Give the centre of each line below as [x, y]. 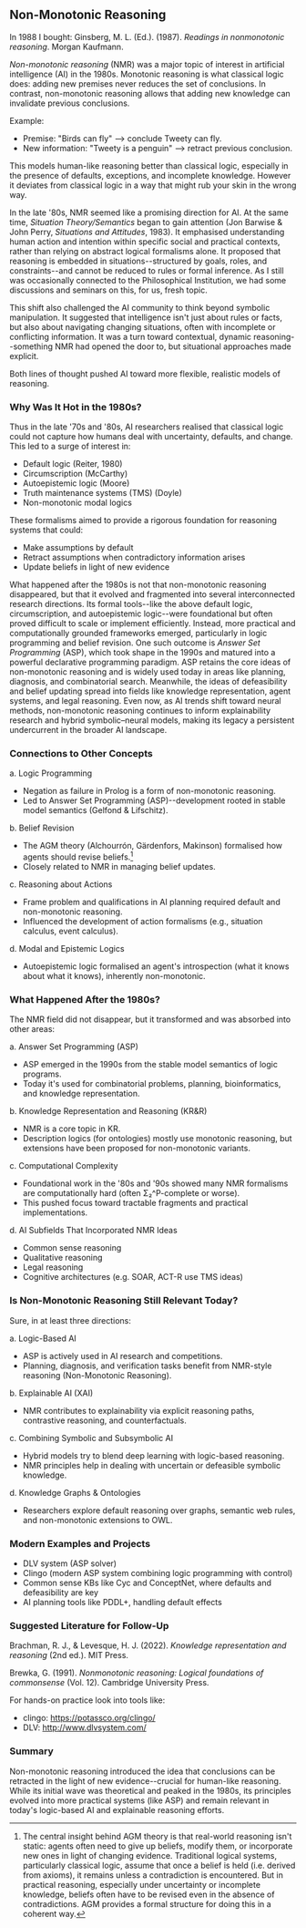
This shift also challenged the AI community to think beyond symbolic [140, 307]
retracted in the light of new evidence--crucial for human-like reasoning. [145, 1780]
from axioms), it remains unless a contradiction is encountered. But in [153, 1875]
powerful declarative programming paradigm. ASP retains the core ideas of [150, 662]
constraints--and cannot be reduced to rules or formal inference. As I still [147, 270]
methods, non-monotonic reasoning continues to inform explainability [140, 711]
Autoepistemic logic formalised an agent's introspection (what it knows [156, 966]
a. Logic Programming [51, 773]
